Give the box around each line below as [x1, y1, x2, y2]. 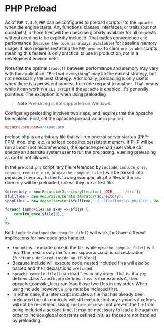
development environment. [5, 55, 60, 61]
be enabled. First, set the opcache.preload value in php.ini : [5, 115, 125, 121]
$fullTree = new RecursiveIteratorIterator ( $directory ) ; [5, 194, 123, 199]
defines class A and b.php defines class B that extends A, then [12, 276, 139, 281]
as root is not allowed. [5, 154, 50, 160]
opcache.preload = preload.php [5, 125, 64, 130]
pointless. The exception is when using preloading [5, 91, 106, 97]
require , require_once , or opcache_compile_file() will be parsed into [5, 169, 143, 175]
